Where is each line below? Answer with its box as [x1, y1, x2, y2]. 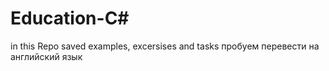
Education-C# [10, 7, 130, 30]
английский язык [10, 50, 83, 62]
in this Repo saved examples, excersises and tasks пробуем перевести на [10, 40, 320, 52]
